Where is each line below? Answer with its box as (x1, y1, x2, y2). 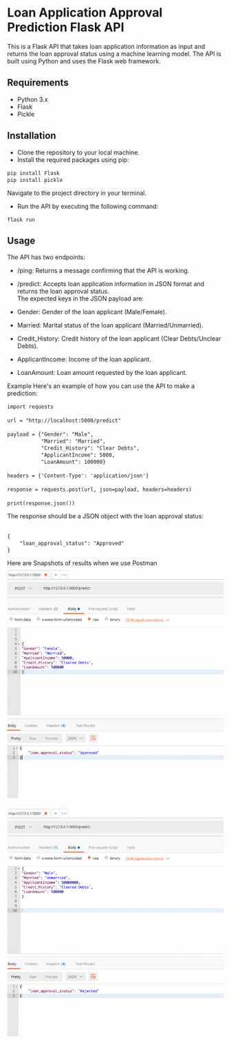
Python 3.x (16, 95, 48, 103)
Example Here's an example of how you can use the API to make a (7, 382, 195, 390)
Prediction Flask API (7, 19, 125, 35)
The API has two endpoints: (7, 253, 86, 261)
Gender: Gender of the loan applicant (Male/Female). (16, 308, 167, 316)
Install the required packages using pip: (16, 155, 129, 163)
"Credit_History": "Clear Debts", (41, 445, 140, 452)
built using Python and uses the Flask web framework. (7, 57, 162, 65)
